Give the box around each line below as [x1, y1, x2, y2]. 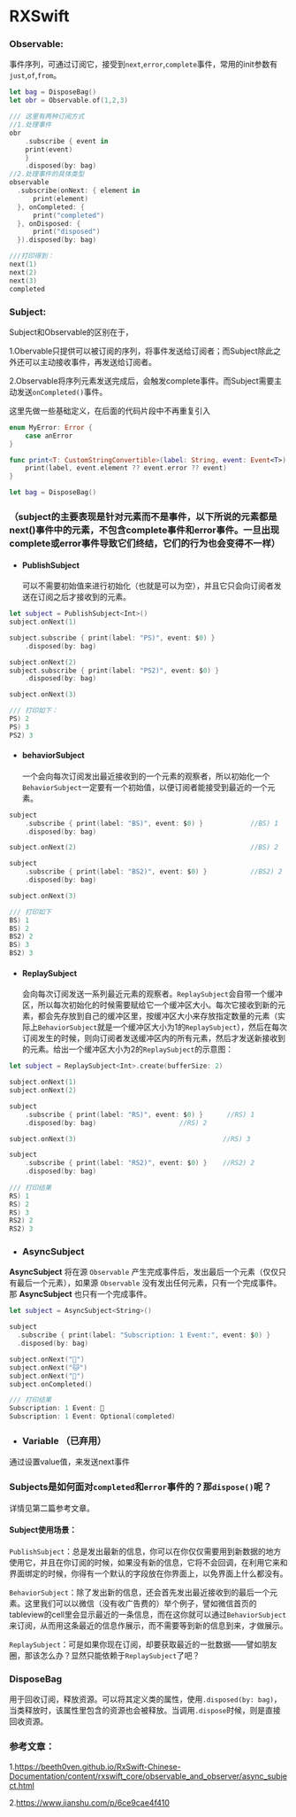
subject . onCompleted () [9, 1379, 93, 1388]
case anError [25, 431, 73, 440]
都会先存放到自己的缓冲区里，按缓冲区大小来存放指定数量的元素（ [37, 1011, 278, 1021]
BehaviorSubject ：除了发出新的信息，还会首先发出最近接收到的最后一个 [9, 1587, 270, 1597]
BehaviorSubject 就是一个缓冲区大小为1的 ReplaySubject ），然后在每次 [37, 1021, 287, 1033]
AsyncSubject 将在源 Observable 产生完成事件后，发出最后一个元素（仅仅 [9, 1267, 279, 1277]
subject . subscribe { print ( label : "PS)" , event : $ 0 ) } [9, 633, 216, 642]
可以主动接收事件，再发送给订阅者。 [24, 356, 156, 367]
